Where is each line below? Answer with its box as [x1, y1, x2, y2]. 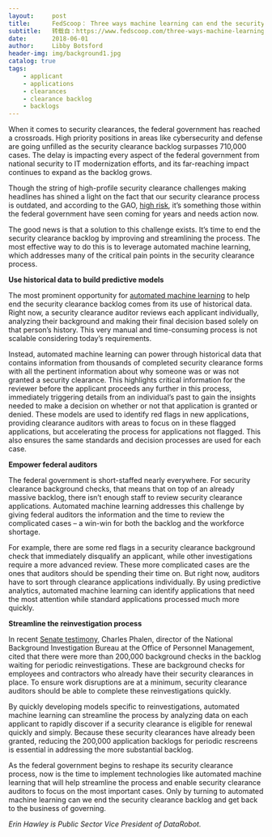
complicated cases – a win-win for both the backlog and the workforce [8, 519, 244, 528]
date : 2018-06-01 [8, 34, 89, 43]
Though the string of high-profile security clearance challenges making [8, 183, 247, 193]
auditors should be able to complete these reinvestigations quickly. [8, 686, 232, 696]
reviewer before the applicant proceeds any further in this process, [8, 384, 232, 394]
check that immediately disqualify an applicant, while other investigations [8, 552, 253, 562]
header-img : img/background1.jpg [8, 49, 121, 58]
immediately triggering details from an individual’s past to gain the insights [8, 392, 257, 402]
